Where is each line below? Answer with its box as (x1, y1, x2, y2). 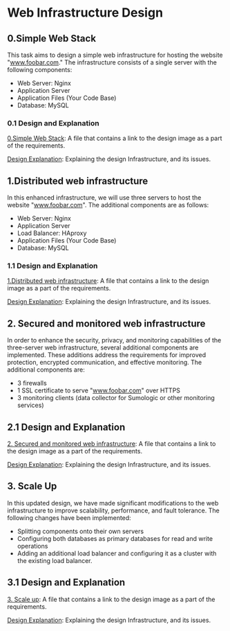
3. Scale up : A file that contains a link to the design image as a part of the (7, 595, 215, 603)
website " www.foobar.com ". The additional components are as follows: (7, 201, 209, 209)
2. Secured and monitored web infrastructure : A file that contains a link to (7, 440, 216, 448)
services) (17, 401, 44, 410)
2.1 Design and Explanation (7, 421, 126, 433)
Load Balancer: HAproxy (17, 229, 87, 237)
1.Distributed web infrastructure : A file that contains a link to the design (7, 277, 209, 285)
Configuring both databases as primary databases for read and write (17, 534, 213, 542)
